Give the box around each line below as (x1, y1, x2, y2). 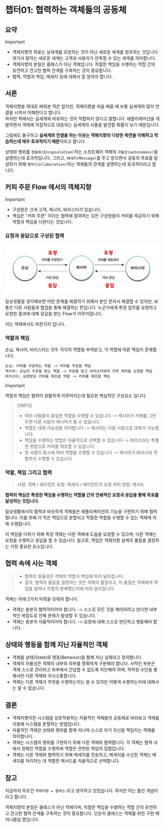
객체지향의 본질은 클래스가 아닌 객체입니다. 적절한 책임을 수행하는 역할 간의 (12, 61, 156, 67)
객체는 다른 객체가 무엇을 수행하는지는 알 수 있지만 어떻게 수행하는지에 (12, 679, 146, 685)
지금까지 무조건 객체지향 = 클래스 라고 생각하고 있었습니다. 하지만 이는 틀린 (5, 787, 145, 794)
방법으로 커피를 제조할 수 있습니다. (29, 443, 96, 450)
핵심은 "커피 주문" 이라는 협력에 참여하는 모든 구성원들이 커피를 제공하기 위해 (12, 212, 160, 219)
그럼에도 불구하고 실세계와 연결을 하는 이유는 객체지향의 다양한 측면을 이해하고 (5, 132, 153, 138)
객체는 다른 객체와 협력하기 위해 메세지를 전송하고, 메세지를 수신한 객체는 (12, 752, 151, 758)
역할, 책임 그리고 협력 (5, 469, 53, 476)
